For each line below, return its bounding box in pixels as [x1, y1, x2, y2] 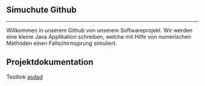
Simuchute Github [6, 5, 77, 15]
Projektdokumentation [6, 57, 93, 67]
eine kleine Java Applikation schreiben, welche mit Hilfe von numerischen [6, 33, 192, 40]
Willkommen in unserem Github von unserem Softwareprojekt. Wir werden [6, 27, 193, 34]
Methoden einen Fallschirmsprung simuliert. [6, 39, 117, 47]
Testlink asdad [6, 73, 43, 81]
